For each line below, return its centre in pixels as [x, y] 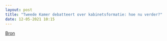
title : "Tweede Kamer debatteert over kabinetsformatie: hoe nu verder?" [84, 14]
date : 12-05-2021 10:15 [30, 19]
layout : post [19, 10]
